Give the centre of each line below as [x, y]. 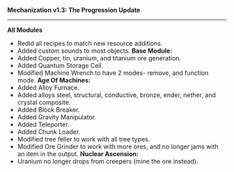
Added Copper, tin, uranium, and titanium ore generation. [99, 58]
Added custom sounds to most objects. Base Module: [95, 51]
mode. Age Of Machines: [54, 80]
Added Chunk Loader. [49, 132]
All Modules [25, 30]
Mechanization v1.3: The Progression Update [74, 10]
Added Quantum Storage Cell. [60, 66]
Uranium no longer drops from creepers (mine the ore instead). [108, 161]
